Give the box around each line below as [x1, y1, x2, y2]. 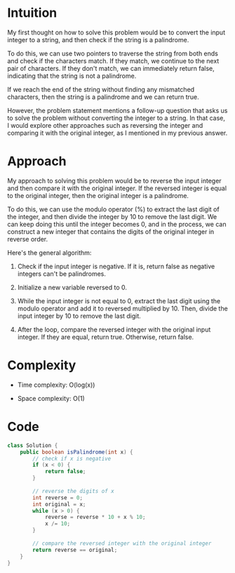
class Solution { [7, 442, 58, 449]
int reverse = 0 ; [32, 494, 83, 501]
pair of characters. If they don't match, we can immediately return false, [7, 64, 215, 72]
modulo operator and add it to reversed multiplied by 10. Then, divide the [17, 304, 228, 312]
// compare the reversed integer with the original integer [32, 539, 212, 547]
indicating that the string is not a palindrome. [7, 72, 137, 80]
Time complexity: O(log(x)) [17, 381, 95, 389]
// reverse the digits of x [32, 487, 114, 494]
